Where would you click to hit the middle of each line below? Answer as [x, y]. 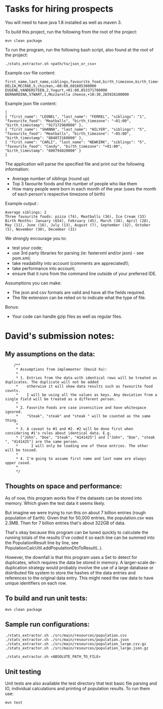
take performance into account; [44, 268]
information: [17, 169]
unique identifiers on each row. [36, 583]
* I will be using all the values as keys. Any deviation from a [87, 395]
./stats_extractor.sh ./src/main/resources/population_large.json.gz [77, 648]
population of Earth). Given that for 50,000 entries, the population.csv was [79, 518]
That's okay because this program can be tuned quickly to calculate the [77, 532]
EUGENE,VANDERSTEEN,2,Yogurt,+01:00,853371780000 [56, 90]
